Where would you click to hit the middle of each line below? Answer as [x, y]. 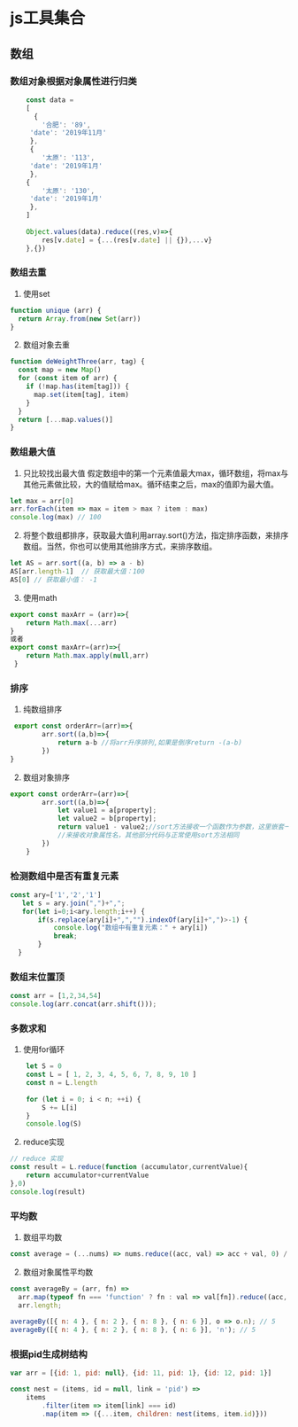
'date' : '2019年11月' [68, 133]
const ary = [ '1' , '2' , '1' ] [56, 895]
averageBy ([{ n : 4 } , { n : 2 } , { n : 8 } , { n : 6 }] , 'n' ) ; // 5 [133, 1330]
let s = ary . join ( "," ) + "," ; [73, 903]
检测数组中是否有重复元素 [65, 876]
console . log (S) [54, 1124]
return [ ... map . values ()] [66, 419]
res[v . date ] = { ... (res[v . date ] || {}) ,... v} [127, 240]
